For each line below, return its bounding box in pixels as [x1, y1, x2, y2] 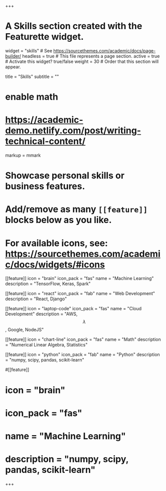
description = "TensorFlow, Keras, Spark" [5, 280, 91, 287]
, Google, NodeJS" [5, 327, 44, 333]
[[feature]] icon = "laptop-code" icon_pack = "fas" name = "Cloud [5, 306, 142, 312]
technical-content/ [5, 135, 86, 147]
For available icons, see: [5, 237, 108, 249]
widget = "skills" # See [5, 47, 53, 53]
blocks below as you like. [5, 215, 112, 226]
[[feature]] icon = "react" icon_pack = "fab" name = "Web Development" [5, 291, 155, 297]
